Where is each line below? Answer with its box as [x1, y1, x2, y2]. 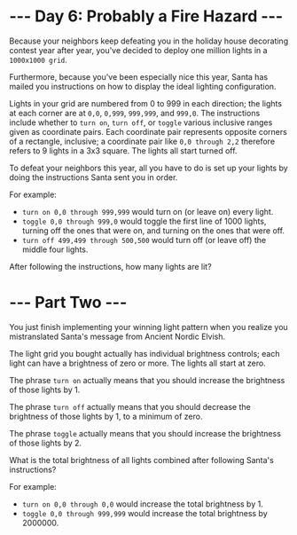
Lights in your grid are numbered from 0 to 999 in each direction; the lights [9, 98, 282, 108]
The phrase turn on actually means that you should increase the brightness [9, 374, 285, 385]
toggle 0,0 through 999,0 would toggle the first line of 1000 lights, [21, 216, 267, 226]
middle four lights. [21, 244, 89, 255]
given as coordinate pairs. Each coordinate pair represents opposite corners [9, 126, 288, 137]
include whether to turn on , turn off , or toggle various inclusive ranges [9, 117, 273, 128]
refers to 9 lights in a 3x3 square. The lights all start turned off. [9, 145, 238, 156]
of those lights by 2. [9, 437, 82, 448]
